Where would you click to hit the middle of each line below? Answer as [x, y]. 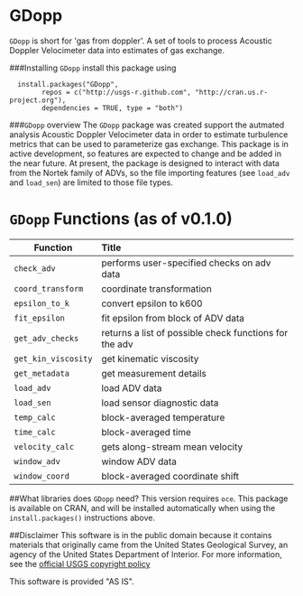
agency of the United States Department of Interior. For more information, [146, 554]
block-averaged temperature [163, 417]
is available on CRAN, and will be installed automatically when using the [142, 508]
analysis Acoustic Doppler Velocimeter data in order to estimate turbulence [149, 134]
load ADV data [132, 387]
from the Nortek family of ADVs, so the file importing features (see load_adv [150, 172]
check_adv [35, 268]
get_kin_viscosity [53, 359]
